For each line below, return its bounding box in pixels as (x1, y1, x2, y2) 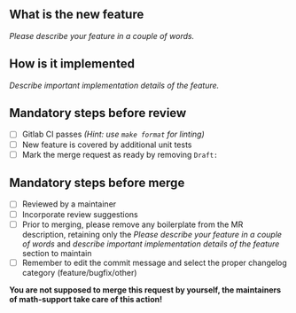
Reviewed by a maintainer (21, 199, 117, 209)
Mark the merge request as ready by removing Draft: (21, 149, 219, 160)
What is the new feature (9, 7, 144, 22)
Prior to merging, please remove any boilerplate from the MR (21, 219, 244, 230)
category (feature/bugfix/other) (21, 267, 137, 278)
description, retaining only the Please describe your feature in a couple (21, 229, 282, 239)
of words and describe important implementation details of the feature (21, 239, 280, 249)
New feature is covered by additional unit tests (21, 139, 192, 150)
